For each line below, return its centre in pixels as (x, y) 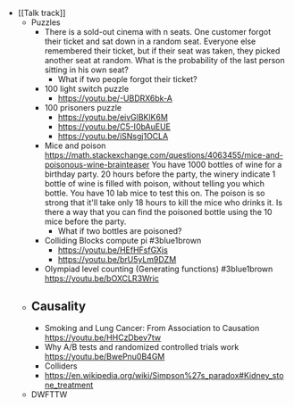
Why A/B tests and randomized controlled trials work (142, 346)
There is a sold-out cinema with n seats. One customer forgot (157, 32)
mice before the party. (85, 221)
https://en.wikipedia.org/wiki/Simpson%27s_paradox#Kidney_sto (164, 375)
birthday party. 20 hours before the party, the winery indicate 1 (160, 174)
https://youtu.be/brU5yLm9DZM (117, 259)
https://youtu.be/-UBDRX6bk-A (115, 98)
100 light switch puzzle (87, 89)
